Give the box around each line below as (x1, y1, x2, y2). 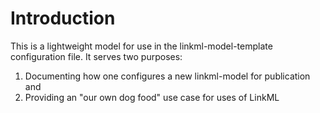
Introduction (10, 7, 116, 30)
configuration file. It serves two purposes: (10, 50, 183, 62)
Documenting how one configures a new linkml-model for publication (24, 70, 311, 82)
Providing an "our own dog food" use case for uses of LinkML (24, 91, 280, 103)
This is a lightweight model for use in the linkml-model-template (10, 40, 273, 52)
